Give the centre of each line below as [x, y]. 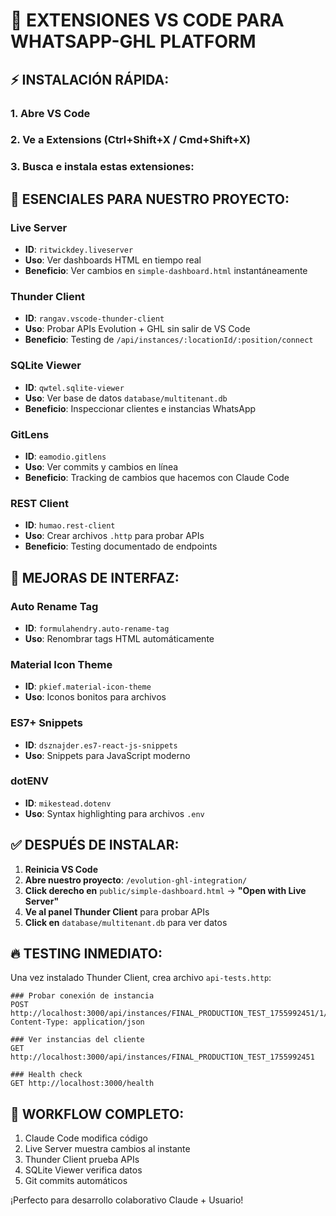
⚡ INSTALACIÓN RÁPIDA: [90, 79]
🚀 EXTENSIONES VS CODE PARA [147, 20]
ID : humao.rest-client [70, 525]
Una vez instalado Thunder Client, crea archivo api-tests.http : [141, 978]
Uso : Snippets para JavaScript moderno [107, 755]
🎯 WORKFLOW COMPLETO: [97, 1114]
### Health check [46, 1075]
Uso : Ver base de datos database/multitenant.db [126, 398]
